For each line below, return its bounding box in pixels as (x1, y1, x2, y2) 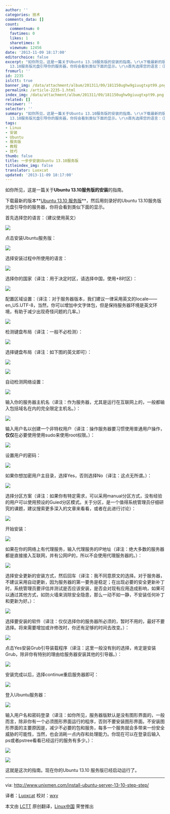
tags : (5, 120, 17, 126)
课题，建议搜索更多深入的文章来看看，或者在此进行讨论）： (14, 505, 136, 512)
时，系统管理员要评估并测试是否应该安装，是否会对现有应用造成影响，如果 (5, 585, 160, 591)
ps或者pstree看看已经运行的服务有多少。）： (5, 737, 95, 744)
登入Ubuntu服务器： (5, 692, 48, 698)
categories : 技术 (5, 12, 40, 17)
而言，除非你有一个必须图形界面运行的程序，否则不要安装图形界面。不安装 (5, 718, 160, 725)
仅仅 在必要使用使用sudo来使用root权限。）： (5, 432, 95, 438)
